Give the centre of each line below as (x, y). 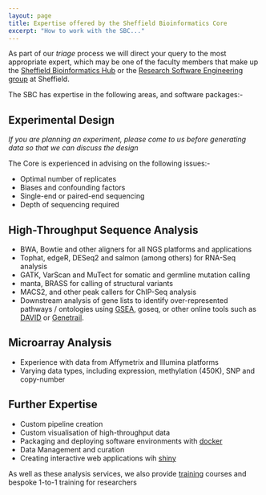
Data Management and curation (72, 449)
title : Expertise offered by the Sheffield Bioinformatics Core (118, 23)
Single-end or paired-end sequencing (82, 196)
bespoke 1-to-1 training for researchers (73, 482)
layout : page (30, 16)
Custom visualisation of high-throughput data (95, 432)
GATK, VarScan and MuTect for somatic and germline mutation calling (135, 275)
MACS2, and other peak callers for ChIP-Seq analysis (108, 292)
